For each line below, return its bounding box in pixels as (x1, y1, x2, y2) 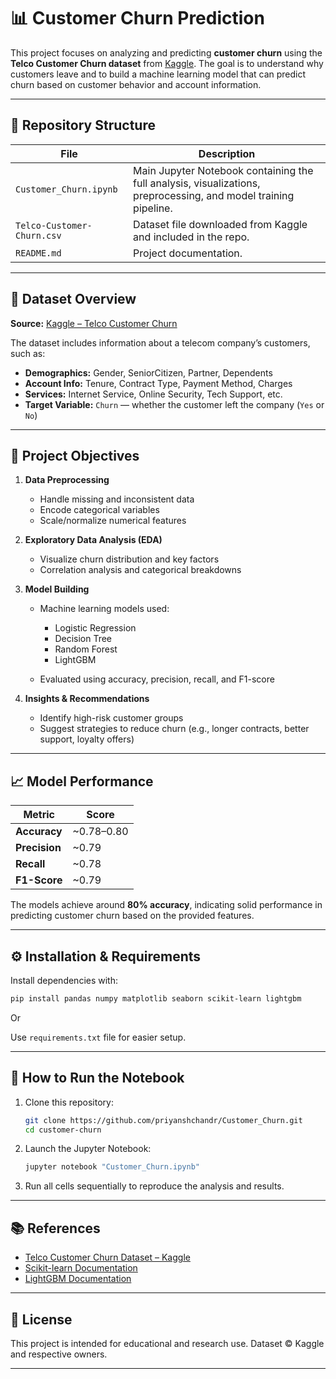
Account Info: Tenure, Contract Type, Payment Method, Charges (24, 377, 293, 389)
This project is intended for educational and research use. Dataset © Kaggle (10, 1337, 325, 1349)
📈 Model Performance (10, 773, 154, 790)
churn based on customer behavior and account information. (10, 78, 262, 90)
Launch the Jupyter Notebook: (24, 1143, 152, 1155)
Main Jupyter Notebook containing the (133, 163, 314, 177)
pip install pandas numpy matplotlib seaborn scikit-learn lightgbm (10, 994, 302, 1004)
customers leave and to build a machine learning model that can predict (10, 68, 307, 80)
